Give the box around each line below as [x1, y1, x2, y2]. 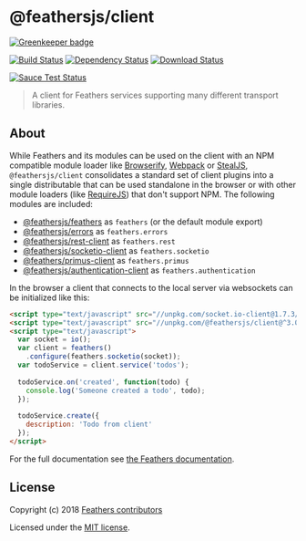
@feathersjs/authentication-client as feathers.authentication [22, 265, 256, 276]
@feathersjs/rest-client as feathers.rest [22, 235, 176, 246]
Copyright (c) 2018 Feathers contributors [9, 504, 163, 515]
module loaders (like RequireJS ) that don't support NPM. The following [9, 189, 275, 200]
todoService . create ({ [17, 411, 100, 421]
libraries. [31, 99, 66, 110]
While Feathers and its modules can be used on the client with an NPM [9, 150, 275, 161]
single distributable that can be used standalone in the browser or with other [9, 179, 296, 190]
